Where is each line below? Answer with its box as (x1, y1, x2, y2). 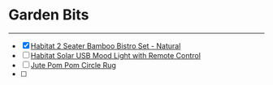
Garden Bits (8, 6, 89, 24)
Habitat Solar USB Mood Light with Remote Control (30, 50, 201, 60)
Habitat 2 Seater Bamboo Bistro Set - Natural (30, 40, 181, 50)
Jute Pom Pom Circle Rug (30, 60, 116, 70)
